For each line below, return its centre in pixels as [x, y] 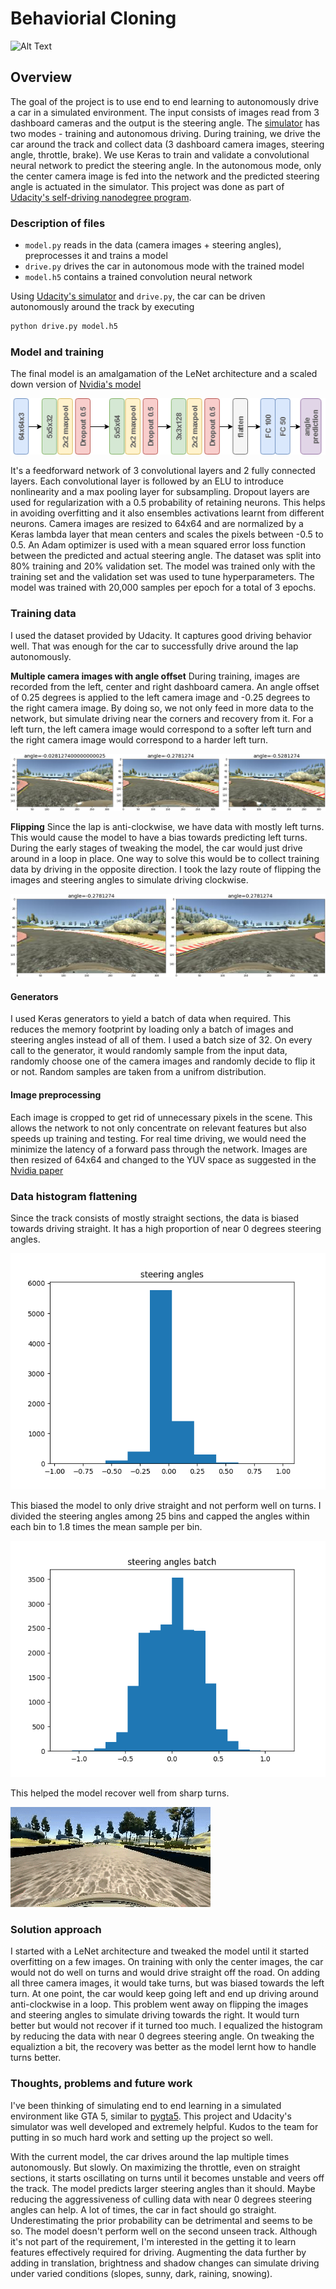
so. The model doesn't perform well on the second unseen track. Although [164, 2231]
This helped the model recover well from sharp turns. [120, 1793]
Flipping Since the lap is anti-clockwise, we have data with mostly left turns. [167, 826]
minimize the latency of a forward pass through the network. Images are [159, 1149]
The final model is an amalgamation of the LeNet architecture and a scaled [164, 374]
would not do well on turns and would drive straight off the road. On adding [165, 1973]
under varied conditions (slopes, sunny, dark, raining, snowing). [141, 2273]
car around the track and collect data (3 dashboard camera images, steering [167, 144]
